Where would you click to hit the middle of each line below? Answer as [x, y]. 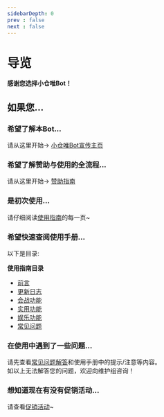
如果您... [26, 107]
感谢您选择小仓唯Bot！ [39, 83]
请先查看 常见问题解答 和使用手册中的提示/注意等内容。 [84, 362]
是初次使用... [29, 201]
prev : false [26, 20]
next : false [26, 26]
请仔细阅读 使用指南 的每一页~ [49, 217]
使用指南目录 [25, 268]
